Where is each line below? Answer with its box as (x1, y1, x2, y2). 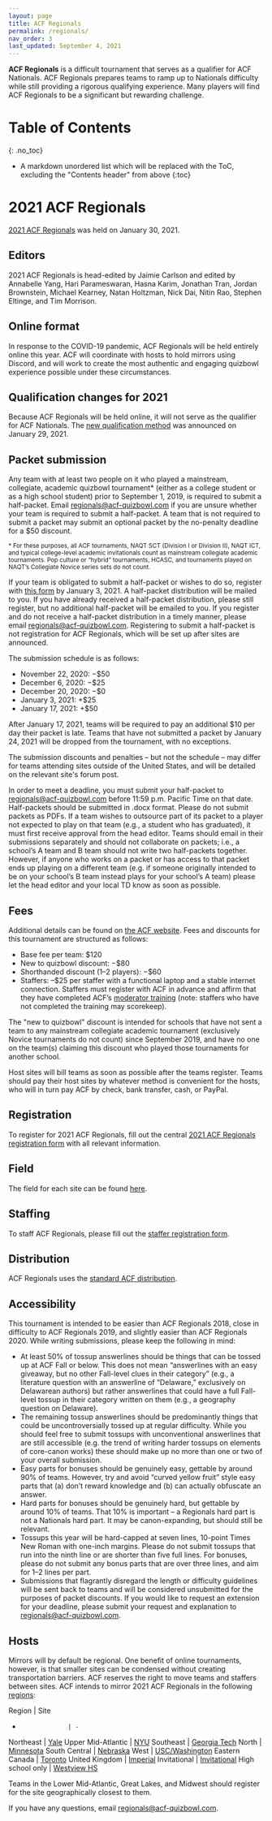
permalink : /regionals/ (8, 27, 89, 35)
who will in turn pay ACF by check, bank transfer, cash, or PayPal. (8, 1085, 229, 1094)
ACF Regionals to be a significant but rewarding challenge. (8, 90, 205, 100)
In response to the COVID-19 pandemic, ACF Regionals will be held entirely (8, 341, 259, 351)
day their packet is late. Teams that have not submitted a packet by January (8, 728, 262, 738)
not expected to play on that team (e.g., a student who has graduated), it (8, 820, 251, 830)
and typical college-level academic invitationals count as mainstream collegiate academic (8, 549, 258, 557)
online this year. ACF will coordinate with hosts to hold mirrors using (8, 350, 236, 360)
